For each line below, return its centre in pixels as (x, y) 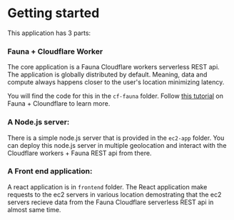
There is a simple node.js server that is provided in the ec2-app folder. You (116, 138)
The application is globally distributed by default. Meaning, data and (107, 75)
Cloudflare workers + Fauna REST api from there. (80, 153)
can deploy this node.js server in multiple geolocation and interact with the (117, 145)
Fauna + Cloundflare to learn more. (59, 104)
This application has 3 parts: (49, 33)
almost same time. (34, 209)
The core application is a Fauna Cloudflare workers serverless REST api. (113, 67)
